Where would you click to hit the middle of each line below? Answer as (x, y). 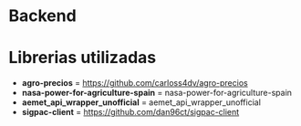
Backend (42, 16)
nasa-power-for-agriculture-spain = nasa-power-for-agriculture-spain (157, 93)
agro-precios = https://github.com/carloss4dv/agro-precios (135, 83)
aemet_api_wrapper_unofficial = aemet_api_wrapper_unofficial (141, 102)
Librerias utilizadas (83, 58)
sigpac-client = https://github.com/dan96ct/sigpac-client (130, 112)
